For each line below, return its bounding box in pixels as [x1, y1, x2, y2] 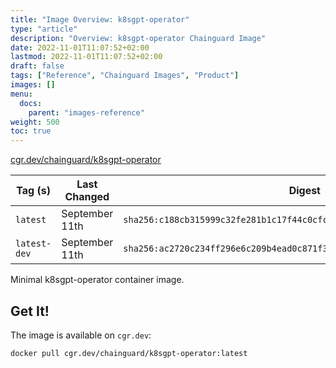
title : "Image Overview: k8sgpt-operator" [10, 14, 190, 25]
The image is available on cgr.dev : [10, 329, 152, 341]
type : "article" [10, 24, 78, 34]
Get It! [10, 302, 50, 320]
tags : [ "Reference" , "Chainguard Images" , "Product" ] [10, 71, 240, 81]
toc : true [10, 126, 52, 136]
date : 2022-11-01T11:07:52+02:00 [10, 42, 150, 53]
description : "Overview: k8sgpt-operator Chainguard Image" [10, 33, 267, 43]
